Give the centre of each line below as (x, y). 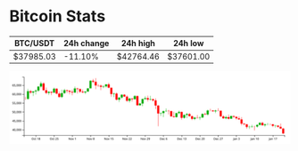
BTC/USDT (35, 44)
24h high (138, 44)
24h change (87, 44)
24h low (188, 44)
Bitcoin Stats (58, 16)
